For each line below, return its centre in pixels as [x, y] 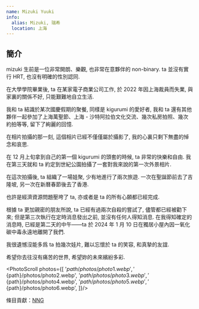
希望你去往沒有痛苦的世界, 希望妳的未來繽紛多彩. [66, 257]
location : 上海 [29, 28]
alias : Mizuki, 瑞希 [36, 23]
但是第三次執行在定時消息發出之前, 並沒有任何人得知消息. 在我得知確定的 [103, 217]
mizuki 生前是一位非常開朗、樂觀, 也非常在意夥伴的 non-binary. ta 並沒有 [95, 70]
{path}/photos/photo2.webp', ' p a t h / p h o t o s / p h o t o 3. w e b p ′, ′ [78, 275]
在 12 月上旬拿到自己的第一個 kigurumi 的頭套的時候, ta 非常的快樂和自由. [95, 157]
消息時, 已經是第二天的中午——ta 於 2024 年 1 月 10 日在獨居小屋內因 [90, 225]
